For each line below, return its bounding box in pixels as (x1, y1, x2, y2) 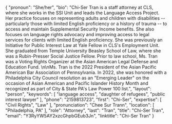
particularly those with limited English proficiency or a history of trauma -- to (5, 20, 167, 27)
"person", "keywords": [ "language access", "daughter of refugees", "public (5, 91, 165, 97)
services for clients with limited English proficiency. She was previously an (5, 37, 163, 43)
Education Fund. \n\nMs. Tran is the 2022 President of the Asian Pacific (5, 64, 157, 70)
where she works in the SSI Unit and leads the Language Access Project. (5, 10, 160, 16)
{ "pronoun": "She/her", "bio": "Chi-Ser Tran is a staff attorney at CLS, (5, 5, 154, 10)
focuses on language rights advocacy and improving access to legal (5, 32, 150, 37)
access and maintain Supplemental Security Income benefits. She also (5, 26, 155, 32)
